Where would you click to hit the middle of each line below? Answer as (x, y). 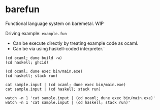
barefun (22, 9)
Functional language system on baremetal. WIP (55, 23)
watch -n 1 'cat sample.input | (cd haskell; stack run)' (68, 102)
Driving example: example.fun (36, 33)
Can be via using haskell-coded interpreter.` (59, 48)
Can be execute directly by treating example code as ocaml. (75, 43)
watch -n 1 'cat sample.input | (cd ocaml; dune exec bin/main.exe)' (81, 98)
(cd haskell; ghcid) (27, 62)
